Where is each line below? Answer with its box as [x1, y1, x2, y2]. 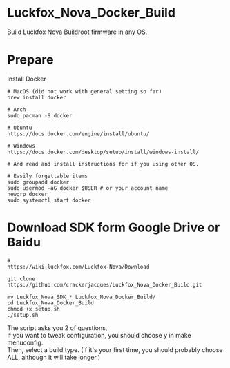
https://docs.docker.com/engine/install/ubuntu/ [7, 130, 150, 137]
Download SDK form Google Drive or [7, 220, 220, 235]
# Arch [7, 106, 26, 113]
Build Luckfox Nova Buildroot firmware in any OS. [7, 28, 148, 36]
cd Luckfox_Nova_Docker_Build [7, 299, 95, 307]
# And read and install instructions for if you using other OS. [7, 160, 199, 167]
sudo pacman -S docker [7, 112, 73, 119]
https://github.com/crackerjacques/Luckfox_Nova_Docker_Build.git [7, 281, 202, 288]
